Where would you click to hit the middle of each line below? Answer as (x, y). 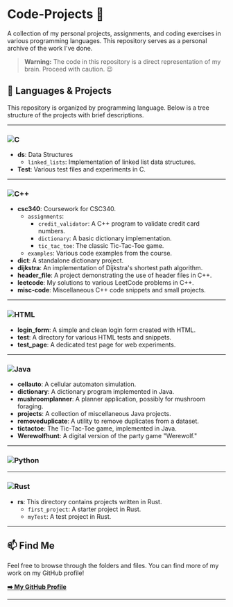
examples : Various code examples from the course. (100, 253)
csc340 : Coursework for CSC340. (67, 209)
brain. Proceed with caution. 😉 (68, 69)
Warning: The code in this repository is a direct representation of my (122, 61)
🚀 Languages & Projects (60, 91)
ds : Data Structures (45, 155)
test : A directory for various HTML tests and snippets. (94, 337)
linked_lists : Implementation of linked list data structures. (112, 162)
